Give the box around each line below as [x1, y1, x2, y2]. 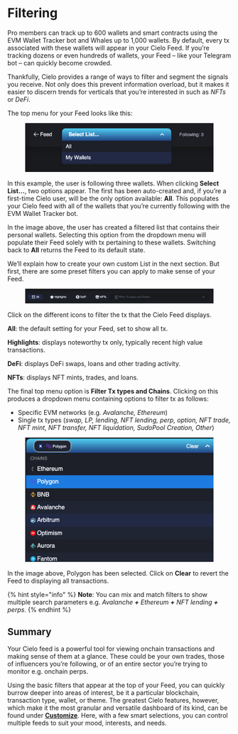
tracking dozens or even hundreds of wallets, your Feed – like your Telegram [7, 51, 232, 60]
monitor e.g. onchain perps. [7, 667, 89, 676]
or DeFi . [7, 95, 31, 104]
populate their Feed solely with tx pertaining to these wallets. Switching [7, 238, 216, 247]
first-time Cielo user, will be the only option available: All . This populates [7, 194, 219, 203]
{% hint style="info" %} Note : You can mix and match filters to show [7, 590, 208, 598]
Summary [7, 626, 52, 638]
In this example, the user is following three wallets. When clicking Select [7, 179, 220, 188]
